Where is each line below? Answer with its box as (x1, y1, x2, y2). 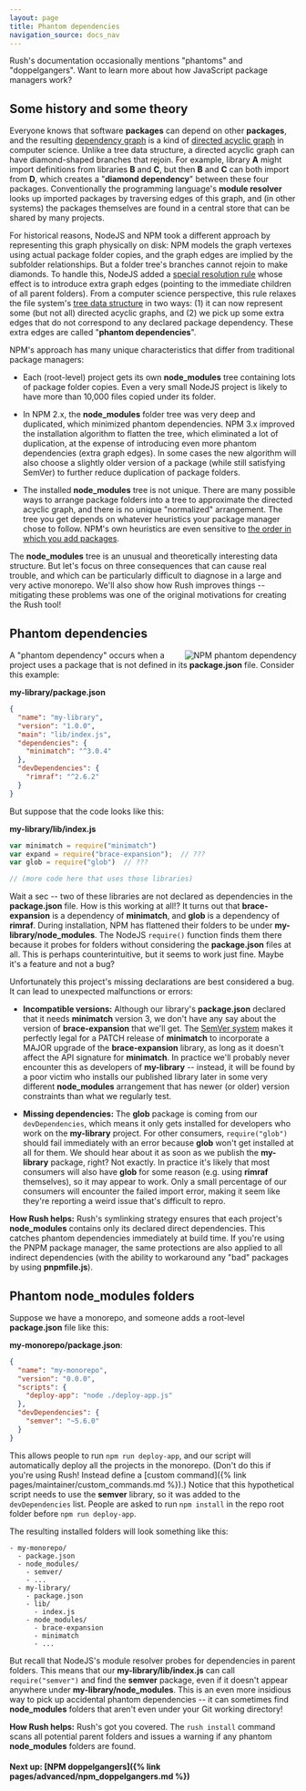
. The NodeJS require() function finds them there (94, 930, 282, 941)
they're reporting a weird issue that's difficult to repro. (22, 1196, 226, 1207)
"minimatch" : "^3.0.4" (25, 746, 112, 757)
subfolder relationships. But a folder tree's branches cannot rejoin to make (9, 259, 289, 270)
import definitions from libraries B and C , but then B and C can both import (9, 164, 290, 175)
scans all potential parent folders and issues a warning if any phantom (9, 1731, 272, 1742)
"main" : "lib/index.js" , (17, 730, 112, 739)
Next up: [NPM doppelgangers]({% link (9, 1761, 161, 1773)
